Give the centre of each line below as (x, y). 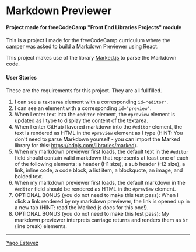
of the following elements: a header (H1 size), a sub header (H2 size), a (100, 164)
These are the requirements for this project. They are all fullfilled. (84, 90)
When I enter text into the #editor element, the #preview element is (95, 114)
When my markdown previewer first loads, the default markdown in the (100, 182)
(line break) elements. (41, 226)
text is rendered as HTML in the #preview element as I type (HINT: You (99, 133)
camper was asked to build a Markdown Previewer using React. (82, 46)
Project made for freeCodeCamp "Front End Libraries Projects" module (94, 27)
